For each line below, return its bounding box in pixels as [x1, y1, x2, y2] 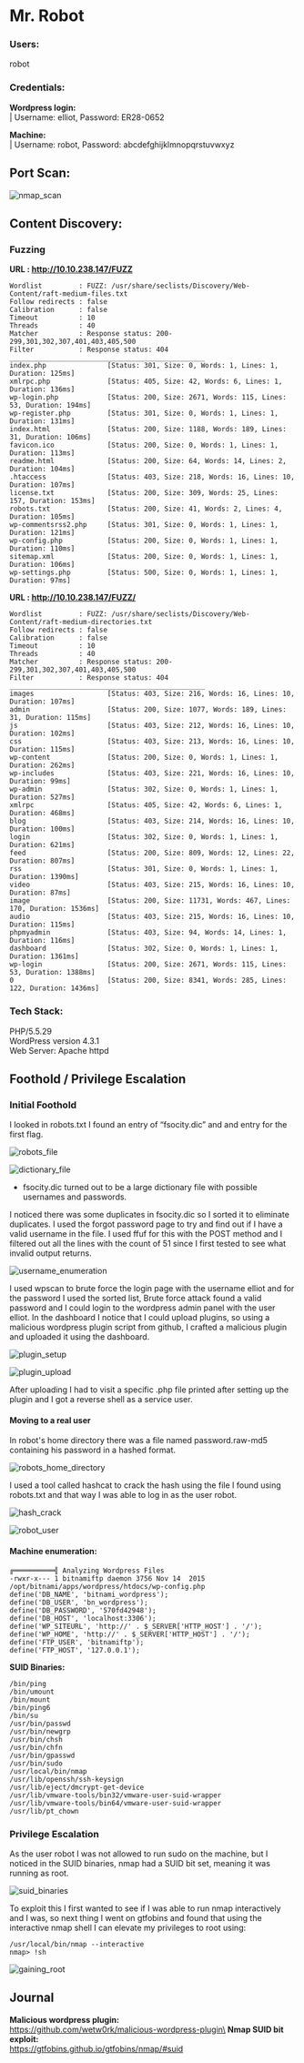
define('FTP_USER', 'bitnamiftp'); [9, 1637, 145, 1647]
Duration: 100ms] [9, 824, 76, 834]
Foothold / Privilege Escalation [9, 1071, 187, 1087]
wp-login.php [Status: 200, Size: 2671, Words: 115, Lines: [9, 393, 287, 402]
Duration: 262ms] [9, 761, 76, 770]
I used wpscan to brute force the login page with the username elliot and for [9, 1283, 295, 1294]
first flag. [9, 1129, 44, 1140]
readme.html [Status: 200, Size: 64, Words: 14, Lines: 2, [9, 457, 287, 466]
